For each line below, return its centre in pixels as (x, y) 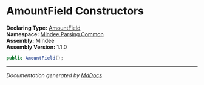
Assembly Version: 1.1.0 (37, 47)
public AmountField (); (35, 58)
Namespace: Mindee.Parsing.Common (55, 34)
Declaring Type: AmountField (43, 28)
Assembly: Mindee (30, 40)
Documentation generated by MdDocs (54, 75)
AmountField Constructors (75, 11)
